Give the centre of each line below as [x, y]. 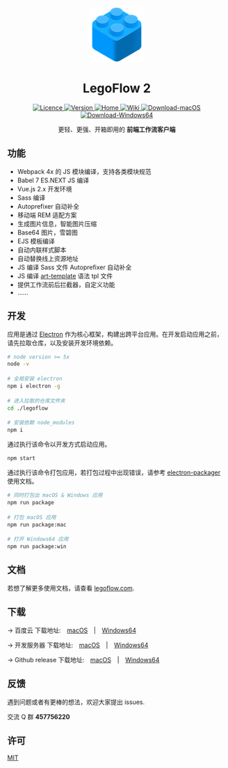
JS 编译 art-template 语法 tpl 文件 [65, 275]
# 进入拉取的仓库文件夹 [36, 401]
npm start [22, 458]
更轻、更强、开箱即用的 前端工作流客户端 [117, 129]
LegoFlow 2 [117, 89]
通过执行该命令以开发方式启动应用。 [59, 445]
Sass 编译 [31, 198]
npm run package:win [37, 547]
